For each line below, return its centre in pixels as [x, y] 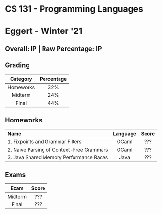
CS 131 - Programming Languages [74, 9]
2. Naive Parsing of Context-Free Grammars [58, 150]
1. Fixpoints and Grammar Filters [44, 142]
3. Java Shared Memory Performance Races [58, 157]
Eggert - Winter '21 [44, 31]
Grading [17, 66]
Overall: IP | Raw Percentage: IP [53, 49]
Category [21, 79]
